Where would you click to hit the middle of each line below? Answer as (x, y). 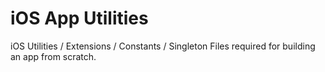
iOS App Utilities (79, 18)
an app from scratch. (53, 56)
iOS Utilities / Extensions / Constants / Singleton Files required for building (163, 46)
